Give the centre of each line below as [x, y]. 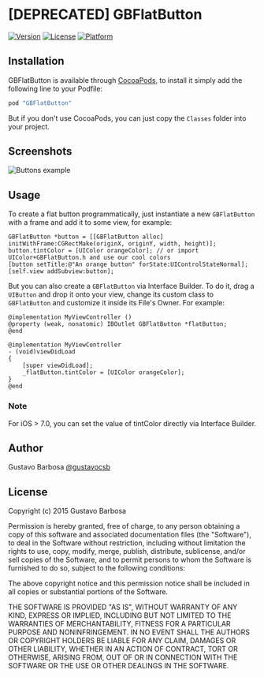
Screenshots [40, 151]
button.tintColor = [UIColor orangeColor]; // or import [104, 251]
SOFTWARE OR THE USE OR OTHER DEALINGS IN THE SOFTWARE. [119, 666]
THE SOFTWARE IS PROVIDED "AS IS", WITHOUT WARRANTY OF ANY [123, 607]
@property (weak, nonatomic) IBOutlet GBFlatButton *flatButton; [117, 324]
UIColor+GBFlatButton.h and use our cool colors [89, 258]
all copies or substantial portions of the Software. [88, 592]
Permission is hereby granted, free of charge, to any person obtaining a [124, 526]
